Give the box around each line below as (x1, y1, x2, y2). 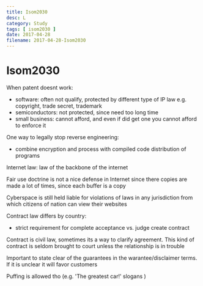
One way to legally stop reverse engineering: (6, 133, 119, 141)
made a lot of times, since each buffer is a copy (6, 182, 127, 189)
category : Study (6, 20, 48, 26)
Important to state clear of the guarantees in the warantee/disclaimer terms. (6, 254, 197, 262)
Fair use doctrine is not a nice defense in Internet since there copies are (6, 175, 188, 183)
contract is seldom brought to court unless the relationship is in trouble (6, 242, 185, 249)
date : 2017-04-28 (6, 32, 51, 38)
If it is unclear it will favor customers (6, 260, 98, 268)
